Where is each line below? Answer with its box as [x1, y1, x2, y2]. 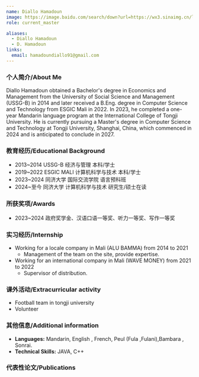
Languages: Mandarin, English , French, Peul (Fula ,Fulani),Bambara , [14, 335, 184, 342]
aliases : [6, 30, 28, 36]
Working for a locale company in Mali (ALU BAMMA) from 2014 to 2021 [14, 244, 188, 252]
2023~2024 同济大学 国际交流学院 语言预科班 [14, 176, 126, 183]
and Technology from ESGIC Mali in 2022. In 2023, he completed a [6, 106, 170, 113]
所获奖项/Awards [6, 199, 55, 208]
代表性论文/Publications [6, 363, 76, 372]
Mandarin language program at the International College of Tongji [18, 112, 178, 119]
